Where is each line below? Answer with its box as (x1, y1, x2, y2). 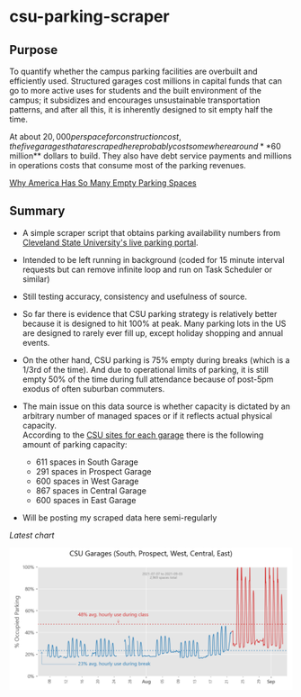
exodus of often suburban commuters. (22, 383, 165, 394)
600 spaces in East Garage (35, 494, 137, 505)
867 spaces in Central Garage (35, 484, 146, 496)
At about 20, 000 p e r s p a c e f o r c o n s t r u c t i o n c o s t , (9, 131, 181, 141)
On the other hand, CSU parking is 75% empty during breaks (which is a (22, 354, 290, 366)
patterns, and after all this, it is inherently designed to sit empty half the (9, 104, 273, 114)
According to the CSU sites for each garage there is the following (22, 430, 264, 440)
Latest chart (9, 530, 55, 540)
